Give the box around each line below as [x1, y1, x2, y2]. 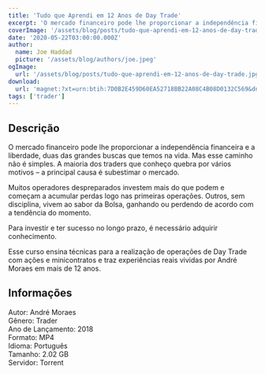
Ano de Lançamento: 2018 [8, 324, 94, 334]
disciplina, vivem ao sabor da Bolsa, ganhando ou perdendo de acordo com [8, 200, 254, 209]
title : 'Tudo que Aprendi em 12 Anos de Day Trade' [8, 11, 181, 20]
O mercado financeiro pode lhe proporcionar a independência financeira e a [8, 143, 256, 152]
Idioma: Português [8, 341, 69, 350]
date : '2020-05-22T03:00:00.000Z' [8, 33, 122, 42]
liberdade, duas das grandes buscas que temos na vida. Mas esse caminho [8, 151, 253, 160]
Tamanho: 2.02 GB [8, 349, 69, 359]
